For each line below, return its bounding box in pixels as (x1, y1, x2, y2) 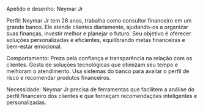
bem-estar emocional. (6, 43, 62, 50)
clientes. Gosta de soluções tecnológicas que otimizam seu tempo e (6, 61, 179, 68)
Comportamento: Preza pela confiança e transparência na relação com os (6, 55, 193, 61)
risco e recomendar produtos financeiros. (6, 74, 111, 81)
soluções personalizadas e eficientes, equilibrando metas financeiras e (6, 37, 185, 43)
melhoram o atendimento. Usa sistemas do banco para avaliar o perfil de (6, 68, 190, 75)
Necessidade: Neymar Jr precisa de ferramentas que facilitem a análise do (6, 86, 194, 93)
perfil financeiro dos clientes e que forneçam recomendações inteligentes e (6, 93, 197, 99)
